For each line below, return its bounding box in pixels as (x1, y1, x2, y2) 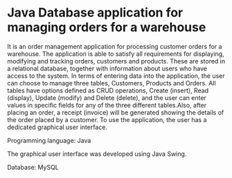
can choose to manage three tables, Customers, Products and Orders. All (7, 79, 216, 87)
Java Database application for (7, 5, 184, 21)
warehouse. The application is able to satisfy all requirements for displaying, (7, 50, 224, 58)
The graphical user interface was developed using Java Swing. (7, 150, 187, 158)
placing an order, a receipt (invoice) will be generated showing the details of (7, 108, 224, 117)
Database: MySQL (7, 163, 59, 171)
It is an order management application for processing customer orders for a (7, 42, 222, 50)
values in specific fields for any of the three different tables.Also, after (7, 101, 207, 109)
